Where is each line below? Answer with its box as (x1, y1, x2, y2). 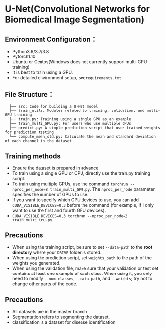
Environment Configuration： (5, 35, 97, 43)
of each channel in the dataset (5, 138, 72, 143)
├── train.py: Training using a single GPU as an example (9, 116, 132, 122)
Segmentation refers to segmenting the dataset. (12, 314, 110, 320)
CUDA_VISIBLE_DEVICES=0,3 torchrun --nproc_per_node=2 (12, 213, 128, 219)
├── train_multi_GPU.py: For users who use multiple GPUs (9, 121, 132, 126)
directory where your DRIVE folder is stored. (12, 249, 102, 256)
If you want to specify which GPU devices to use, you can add (12, 197, 139, 203)
